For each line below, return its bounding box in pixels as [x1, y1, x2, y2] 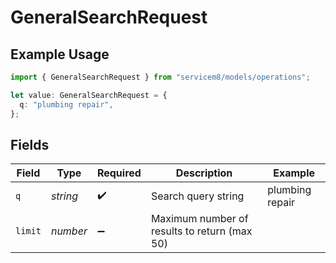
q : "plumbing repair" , [19, 99, 114, 110]
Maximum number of [150, 212, 249, 226]
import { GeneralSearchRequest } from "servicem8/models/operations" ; [10, 72, 311, 82]
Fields [10, 136, 50, 153]
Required [96, 166, 142, 180]
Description [175, 166, 233, 180]
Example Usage [10, 46, 110, 63]
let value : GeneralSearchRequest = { [10, 90, 168, 100]
